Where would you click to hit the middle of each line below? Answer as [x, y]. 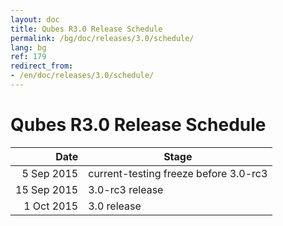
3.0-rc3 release [126, 189]
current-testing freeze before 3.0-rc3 [178, 173]
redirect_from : [42, 66]
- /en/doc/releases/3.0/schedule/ [82, 76]
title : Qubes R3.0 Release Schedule [86, 29]
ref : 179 [28, 57]
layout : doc [35, 19]
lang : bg [28, 47]
